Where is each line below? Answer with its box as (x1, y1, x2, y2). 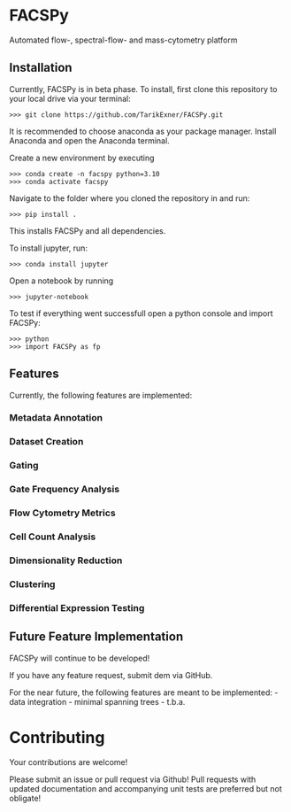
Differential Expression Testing (9, 601, 145, 614)
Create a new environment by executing (9, 152, 155, 163)
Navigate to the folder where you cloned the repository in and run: (9, 192, 250, 204)
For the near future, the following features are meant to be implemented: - (9, 687, 279, 698)
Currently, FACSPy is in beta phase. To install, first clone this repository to (9, 83, 278, 94)
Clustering (9, 577, 56, 590)
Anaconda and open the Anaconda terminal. (9, 135, 170, 146)
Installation (9, 60, 73, 75)
